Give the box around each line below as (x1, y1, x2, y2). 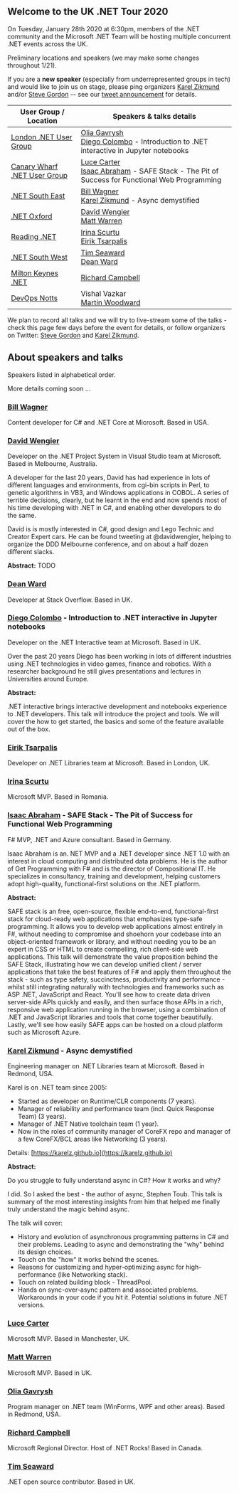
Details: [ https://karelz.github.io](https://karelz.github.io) (7, 1149, 173, 1157)
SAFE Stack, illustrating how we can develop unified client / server (7, 960, 202, 968)
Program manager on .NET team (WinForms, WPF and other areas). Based (7, 1402, 225, 1410)
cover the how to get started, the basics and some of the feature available (7, 717, 224, 726)
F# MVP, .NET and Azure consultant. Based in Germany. (7, 835, 172, 844)
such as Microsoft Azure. (7, 1028, 81, 1036)
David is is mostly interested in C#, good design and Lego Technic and (7, 525, 215, 533)
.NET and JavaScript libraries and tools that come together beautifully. (7, 1013, 213, 1021)
